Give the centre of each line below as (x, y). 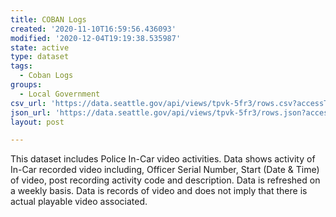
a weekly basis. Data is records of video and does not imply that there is (159, 191)
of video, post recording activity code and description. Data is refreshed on (165, 180)
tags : (21, 66)
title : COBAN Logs (48, 19)
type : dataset (40, 57)
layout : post (37, 122)
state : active (40, 47)
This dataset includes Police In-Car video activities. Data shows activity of (163, 159)
